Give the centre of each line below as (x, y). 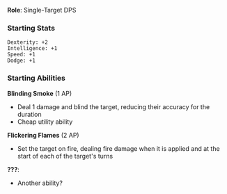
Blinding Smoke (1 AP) (40, 93)
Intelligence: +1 (32, 49)
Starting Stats (31, 28)
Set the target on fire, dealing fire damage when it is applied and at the (119, 148)
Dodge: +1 (22, 61)
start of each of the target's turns (65, 156)
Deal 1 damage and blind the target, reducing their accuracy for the (113, 106)
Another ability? (40, 183)
